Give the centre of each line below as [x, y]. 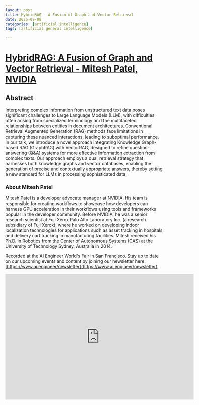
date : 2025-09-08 [23, 19]
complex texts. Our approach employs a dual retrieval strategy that [74, 158]
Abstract [19, 98]
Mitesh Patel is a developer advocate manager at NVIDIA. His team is [77, 198]
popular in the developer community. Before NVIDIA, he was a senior [76, 214]
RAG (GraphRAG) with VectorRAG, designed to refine [74, 148]
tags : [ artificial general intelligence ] [49, 29]
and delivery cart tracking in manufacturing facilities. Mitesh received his [81, 236]
